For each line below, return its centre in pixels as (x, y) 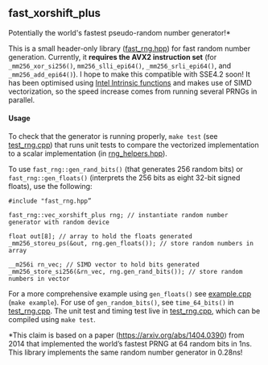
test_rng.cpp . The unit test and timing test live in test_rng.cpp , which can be (134, 311)
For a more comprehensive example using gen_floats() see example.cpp (130, 294)
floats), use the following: (50, 187)
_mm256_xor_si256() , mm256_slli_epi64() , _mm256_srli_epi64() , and (120, 65)
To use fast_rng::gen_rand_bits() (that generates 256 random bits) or (126, 170)
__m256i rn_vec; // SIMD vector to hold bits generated (104, 265)
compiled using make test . (52, 320)
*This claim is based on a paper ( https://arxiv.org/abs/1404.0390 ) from (126, 335)
